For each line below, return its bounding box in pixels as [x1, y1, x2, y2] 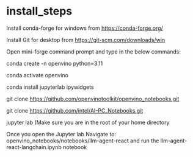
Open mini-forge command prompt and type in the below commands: [6, 47, 181, 55]
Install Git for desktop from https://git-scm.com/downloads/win [6, 36, 166, 43]
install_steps [6, 4, 73, 18]
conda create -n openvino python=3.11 [6, 60, 103, 67]
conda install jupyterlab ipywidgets [6, 83, 94, 91]
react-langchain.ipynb [6, 143, 62, 150]
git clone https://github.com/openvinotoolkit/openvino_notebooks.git [6, 95, 180, 102]
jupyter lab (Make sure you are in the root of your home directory [6, 119, 170, 126]
